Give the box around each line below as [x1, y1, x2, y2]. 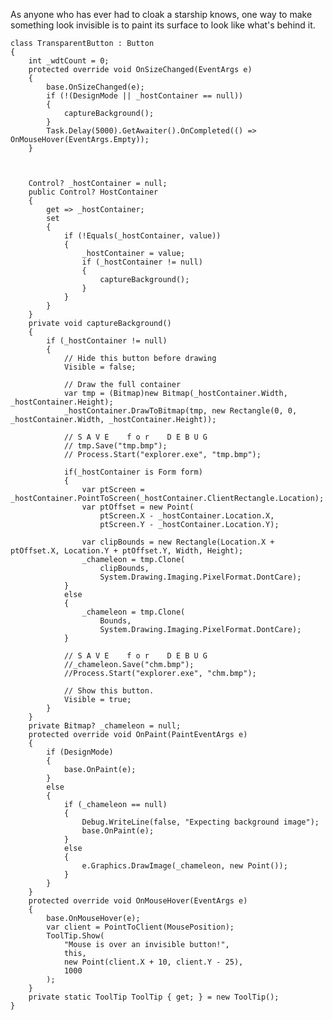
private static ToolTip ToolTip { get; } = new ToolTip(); [28, 992, 280, 1002]
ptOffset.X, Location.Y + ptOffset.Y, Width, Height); [10, 546, 244, 556]
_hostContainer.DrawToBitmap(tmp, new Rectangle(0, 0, [63, 406, 298, 416]
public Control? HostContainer [28, 187, 159, 197]
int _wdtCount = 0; [28, 56, 110, 66]
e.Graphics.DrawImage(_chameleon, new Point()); [81, 861, 288, 871]
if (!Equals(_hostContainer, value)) [63, 231, 222, 241]
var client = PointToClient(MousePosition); [46, 922, 235, 932]
